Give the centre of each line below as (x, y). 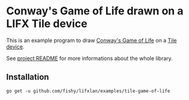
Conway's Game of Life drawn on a (95, 11)
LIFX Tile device (47, 24)
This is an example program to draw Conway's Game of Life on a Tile (91, 40)
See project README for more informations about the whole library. (89, 58)
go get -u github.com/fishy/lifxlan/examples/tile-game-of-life (88, 91)
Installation (28, 77)
